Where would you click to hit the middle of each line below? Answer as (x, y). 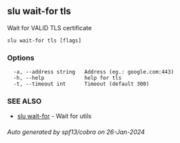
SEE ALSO (24, 101)
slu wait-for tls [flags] (44, 41)
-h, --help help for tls (68, 78)
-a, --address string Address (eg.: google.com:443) (94, 72)
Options (21, 58)
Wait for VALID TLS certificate (49, 27)
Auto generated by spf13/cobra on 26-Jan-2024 (76, 132)
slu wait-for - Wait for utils (54, 116)
